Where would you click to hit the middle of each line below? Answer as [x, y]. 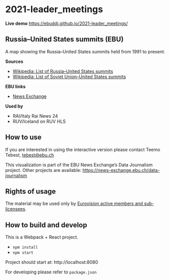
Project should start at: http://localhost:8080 [52, 262]
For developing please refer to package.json [51, 272]
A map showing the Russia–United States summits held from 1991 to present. [85, 51]
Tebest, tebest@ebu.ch [30, 155]
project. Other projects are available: [43, 170]
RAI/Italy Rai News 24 [35, 116]
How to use [23, 137]
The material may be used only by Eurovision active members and [74, 203]
